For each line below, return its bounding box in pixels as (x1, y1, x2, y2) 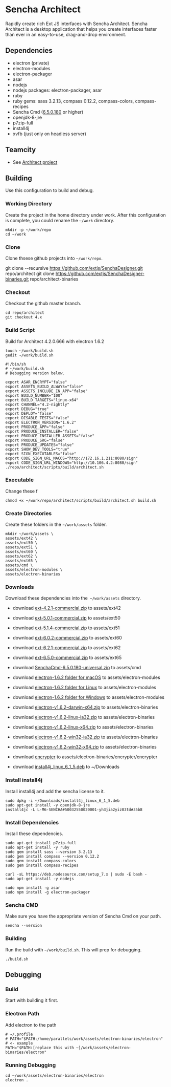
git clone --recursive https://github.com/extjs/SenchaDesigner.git (5, 265, 143, 271)
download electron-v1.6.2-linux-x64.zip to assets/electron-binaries (12, 724, 154, 730)
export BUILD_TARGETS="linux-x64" (5, 397, 79, 402)
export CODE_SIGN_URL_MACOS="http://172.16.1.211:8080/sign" (5, 456, 138, 461)
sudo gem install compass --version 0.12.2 (5, 854, 100, 859)
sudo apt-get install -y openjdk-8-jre (5, 802, 90, 807)
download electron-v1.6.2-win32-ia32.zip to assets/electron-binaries (12, 734, 158, 740)
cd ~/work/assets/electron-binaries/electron (5, 1073, 104, 1078)
